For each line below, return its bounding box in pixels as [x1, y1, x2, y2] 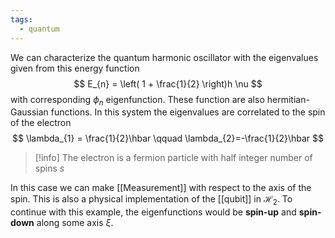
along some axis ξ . [36, 217, 114, 229]
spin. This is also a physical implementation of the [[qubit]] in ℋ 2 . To [10, 193, 293, 208]
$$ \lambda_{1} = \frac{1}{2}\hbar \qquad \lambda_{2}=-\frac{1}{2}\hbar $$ [12, 132, 324, 145]
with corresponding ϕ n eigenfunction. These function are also [10, 93, 265, 108]
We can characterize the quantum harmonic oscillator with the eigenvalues [10, 51, 319, 63]
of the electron [10, 117, 72, 129]
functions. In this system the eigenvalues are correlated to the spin [50, 106, 326, 118]
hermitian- [266, 93, 310, 105]
